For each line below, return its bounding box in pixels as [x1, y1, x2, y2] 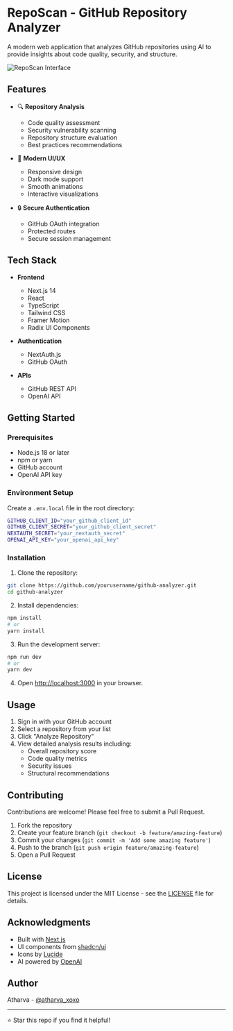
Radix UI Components [27, 323, 90, 331]
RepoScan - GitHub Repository [7, 5, 187, 21]
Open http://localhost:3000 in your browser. [17, 679, 144, 687]
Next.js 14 [27, 286, 56, 294]
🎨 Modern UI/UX [17, 154, 66, 162]
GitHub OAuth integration [27, 219, 100, 228]
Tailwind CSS [27, 308, 66, 317]
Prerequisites [7, 433, 53, 442]
